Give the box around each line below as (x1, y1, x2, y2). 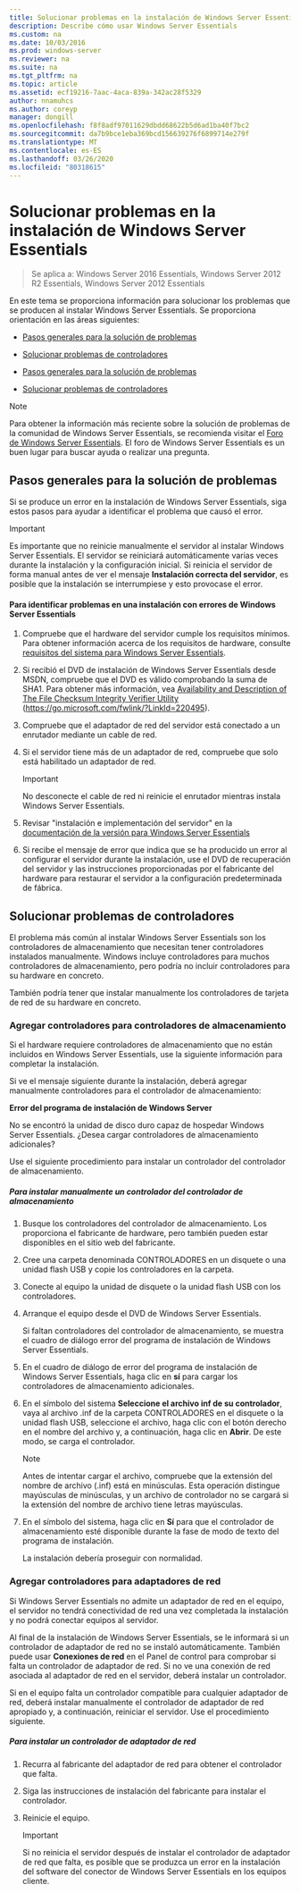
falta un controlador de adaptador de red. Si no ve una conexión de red (9, 1660, 271, 1671)
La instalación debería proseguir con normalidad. (21, 1552, 204, 1564)
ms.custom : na (9, 29, 62, 38)
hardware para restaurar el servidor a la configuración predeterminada (21, 873, 283, 884)
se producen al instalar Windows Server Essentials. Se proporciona (9, 305, 256, 315)
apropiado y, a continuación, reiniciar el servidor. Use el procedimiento (9, 1706, 270, 1717)
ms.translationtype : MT (9, 138, 98, 147)
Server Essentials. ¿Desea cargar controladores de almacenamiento (9, 1130, 259, 1140)
